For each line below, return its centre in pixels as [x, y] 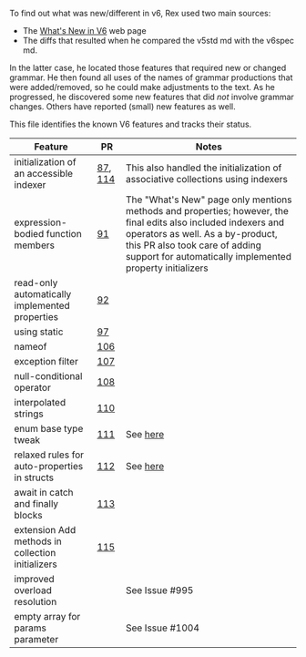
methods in [38, 541]
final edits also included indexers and [205, 222]
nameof [31, 347]
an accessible [44, 174]
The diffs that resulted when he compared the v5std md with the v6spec [158, 41]
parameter [36, 639]
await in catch [44, 493]
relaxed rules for [49, 455]
